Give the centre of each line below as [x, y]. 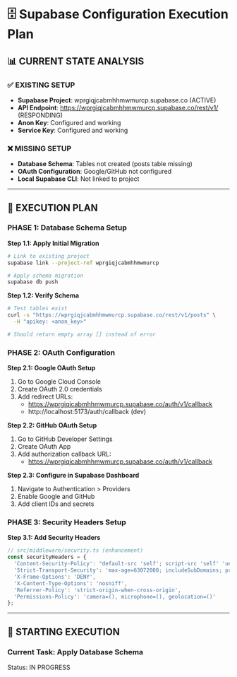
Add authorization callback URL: [64, 454]
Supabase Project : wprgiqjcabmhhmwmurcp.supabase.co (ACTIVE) [117, 100]
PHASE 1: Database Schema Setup [67, 228]
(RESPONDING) [40, 115]
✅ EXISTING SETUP [41, 85]
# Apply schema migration [45, 276]
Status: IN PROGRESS [39, 667]
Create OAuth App [44, 447]
